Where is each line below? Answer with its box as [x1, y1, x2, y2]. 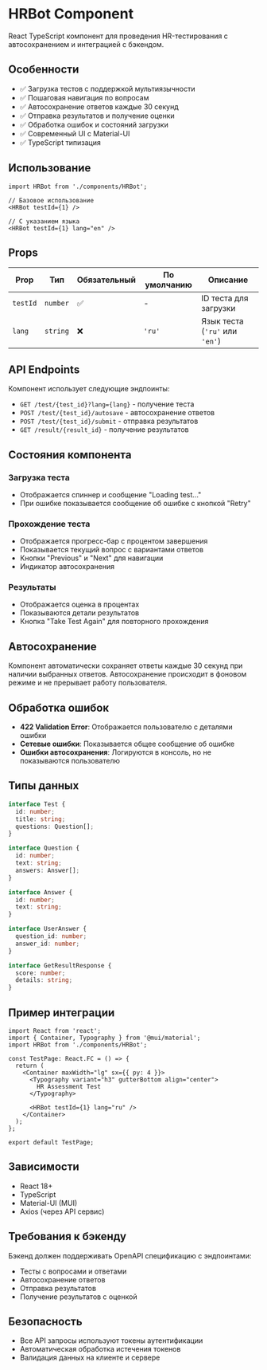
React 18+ [19, 1181, 53, 1191]
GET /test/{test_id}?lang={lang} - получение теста [19, 399, 195, 409]
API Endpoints [8, 363, 80, 376]
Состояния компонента [8, 448, 132, 461]
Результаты [8, 582, 56, 593]
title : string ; [15, 815, 66, 823]
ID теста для [201, 292, 249, 304]
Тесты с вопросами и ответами [19, 1266, 127, 1276]
